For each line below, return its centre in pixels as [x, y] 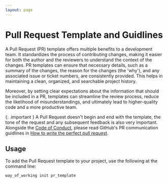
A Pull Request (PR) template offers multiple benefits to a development [79, 49]
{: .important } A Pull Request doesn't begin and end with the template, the [83, 117]
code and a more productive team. [41, 107]
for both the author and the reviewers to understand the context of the [79, 60]
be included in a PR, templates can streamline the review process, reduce [82, 96]
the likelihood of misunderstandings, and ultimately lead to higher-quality [82, 102]
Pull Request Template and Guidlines [84, 35]
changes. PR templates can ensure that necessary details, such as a [77, 65]
